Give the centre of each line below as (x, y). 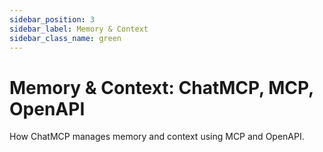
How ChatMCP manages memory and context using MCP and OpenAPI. (157, 137)
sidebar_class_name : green (65, 38)
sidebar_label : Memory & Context (79, 29)
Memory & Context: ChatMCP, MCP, (161, 87)
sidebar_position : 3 (52, 19)
